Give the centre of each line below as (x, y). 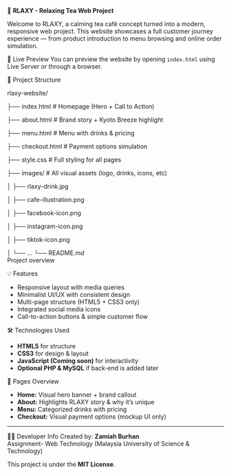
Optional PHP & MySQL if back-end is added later (88, 368)
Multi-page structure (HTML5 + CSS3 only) (78, 302)
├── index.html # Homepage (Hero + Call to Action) (81, 106)
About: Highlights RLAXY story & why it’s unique (86, 402)
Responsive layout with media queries (71, 287)
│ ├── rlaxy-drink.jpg (38, 186)
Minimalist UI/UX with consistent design (74, 295)
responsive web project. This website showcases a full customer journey (110, 31)
